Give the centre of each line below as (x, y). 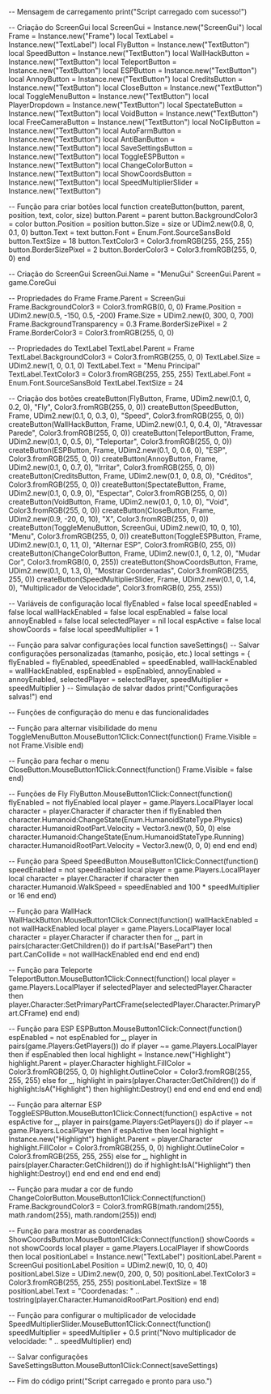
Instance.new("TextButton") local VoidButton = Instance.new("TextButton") (133, 113)
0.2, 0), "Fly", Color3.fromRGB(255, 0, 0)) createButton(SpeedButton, (123, 407)
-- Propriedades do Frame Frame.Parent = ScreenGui (97, 298)
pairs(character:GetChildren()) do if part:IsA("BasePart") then (110, 946)
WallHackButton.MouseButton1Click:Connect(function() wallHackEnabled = (133, 920)
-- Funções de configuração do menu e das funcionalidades (108, 712)
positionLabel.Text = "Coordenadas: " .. (74, 1291)
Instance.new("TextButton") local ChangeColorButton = (101, 165)
